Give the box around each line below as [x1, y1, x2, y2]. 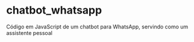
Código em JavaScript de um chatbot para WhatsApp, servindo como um [6, 23, 189, 30]
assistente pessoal [6, 29, 53, 36]
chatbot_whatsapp [6, 4, 102, 17]
